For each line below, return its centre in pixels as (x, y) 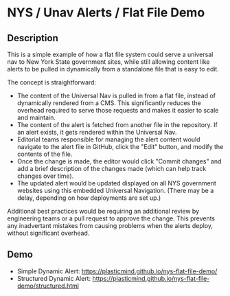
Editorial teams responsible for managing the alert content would (108, 139)
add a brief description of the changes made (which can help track (112, 169)
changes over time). (45, 176)
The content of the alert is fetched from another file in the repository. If (117, 125)
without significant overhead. (48, 233)
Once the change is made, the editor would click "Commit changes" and (119, 161)
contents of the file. (45, 154)
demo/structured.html (48, 286)
